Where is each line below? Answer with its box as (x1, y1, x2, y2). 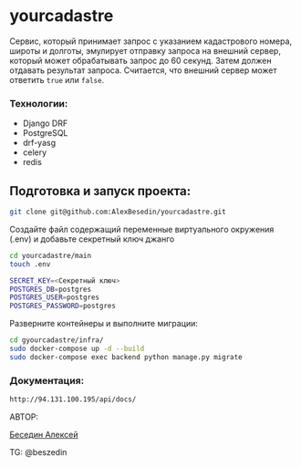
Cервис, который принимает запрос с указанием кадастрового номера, (9, 36, 293, 47)
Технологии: (9, 97, 68, 109)
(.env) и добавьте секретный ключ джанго (9, 233, 175, 244)
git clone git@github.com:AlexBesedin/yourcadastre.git (9, 207, 226, 217)
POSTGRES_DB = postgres (9, 285, 92, 294)
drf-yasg (22, 138, 57, 149)
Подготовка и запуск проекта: (9, 183, 192, 199)
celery (22, 147, 47, 158)
